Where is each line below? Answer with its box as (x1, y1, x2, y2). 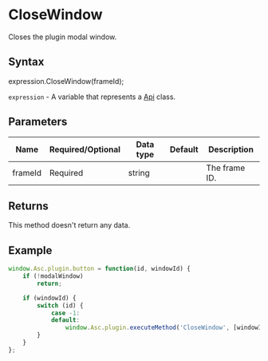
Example (8, 244, 53, 257)
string (128, 167, 150, 178)
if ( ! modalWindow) (22, 272, 84, 280)
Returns (8, 199, 49, 212)
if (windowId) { (22, 294, 77, 302)
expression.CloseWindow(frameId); (8, 76, 124, 85)
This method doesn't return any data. (8, 220, 131, 230)
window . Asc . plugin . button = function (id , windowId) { (8, 265, 191, 273)
